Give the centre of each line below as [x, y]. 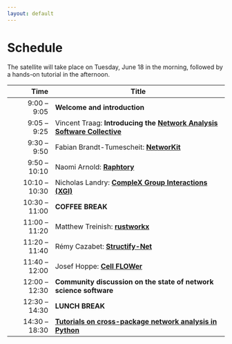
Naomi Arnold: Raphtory [95, 166]
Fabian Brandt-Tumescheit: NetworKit [118, 147]
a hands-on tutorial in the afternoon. [59, 74]
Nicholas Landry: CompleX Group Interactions [131, 182]
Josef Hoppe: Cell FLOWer [99, 266]
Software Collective [88, 131]
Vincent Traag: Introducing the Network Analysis [136, 123]
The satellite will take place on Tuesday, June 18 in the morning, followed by [115, 67]
